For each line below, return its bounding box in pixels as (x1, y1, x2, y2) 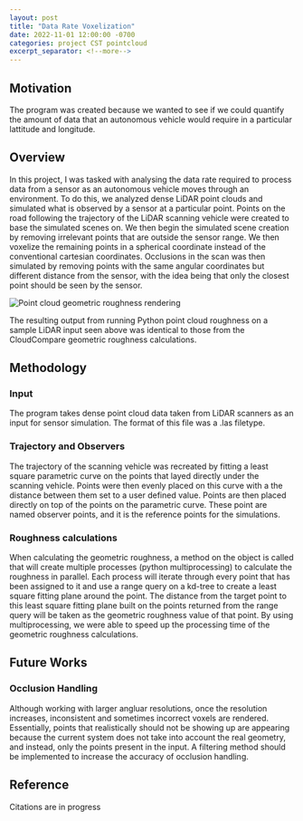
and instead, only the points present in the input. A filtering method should (9, 741, 287, 752)
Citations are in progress (9, 801, 101, 812)
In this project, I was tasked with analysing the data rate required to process (9, 174, 292, 185)
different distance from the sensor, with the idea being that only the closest (9, 270, 289, 281)
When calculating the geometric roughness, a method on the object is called (9, 552, 294, 563)
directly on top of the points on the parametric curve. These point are (9, 499, 268, 510)
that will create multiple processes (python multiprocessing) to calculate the (9, 562, 292, 573)
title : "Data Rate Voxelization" (9, 22, 136, 31)
